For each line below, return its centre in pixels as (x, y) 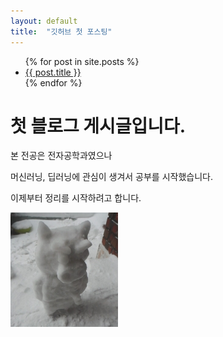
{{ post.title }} (53, 72)
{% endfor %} (53, 82)
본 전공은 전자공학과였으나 (61, 156)
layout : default (44, 21)
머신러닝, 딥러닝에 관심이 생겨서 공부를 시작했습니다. (111, 177)
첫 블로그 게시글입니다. (98, 126)
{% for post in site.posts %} (82, 61)
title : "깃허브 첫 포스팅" (61, 31)
